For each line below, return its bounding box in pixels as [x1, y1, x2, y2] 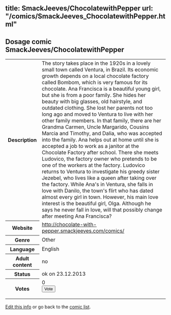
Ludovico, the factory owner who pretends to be [41, 155, 157, 163]
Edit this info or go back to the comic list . [5, 304, 91, 310]
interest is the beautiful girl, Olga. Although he [41, 200, 151, 207]
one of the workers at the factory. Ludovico [41, 162, 145, 169]
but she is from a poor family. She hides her [41, 92, 146, 99]
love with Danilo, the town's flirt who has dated [41, 187, 154, 194]
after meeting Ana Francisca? [41, 213, 112, 220]
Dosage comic [5, 37, 52, 46]
